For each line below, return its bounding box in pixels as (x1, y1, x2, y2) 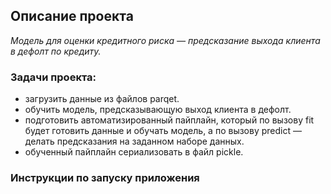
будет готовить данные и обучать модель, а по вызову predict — (24, 125, 302, 137)
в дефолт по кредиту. (10, 45, 102, 57)
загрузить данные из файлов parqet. (24, 93, 180, 105)
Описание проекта (10, 8, 134, 25)
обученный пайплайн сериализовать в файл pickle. (24, 146, 244, 158)
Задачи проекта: (10, 70, 97, 84)
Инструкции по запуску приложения (10, 171, 200, 185)
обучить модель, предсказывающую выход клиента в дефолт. (24, 104, 292, 116)
